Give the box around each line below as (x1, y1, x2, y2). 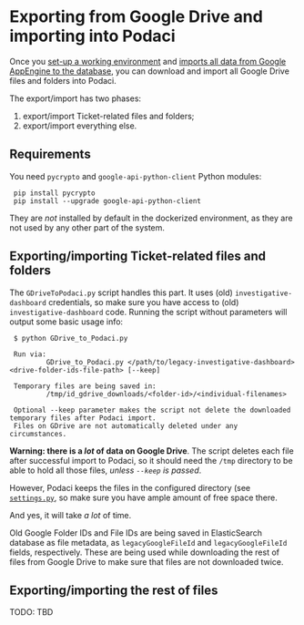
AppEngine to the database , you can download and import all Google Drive (9, 66, 289, 77)
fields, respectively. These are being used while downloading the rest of (9, 547, 280, 558)
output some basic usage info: (9, 316, 124, 327)
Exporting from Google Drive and (9, 6, 264, 27)
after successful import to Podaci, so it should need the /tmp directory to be (9, 455, 293, 466)
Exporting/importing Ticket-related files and (9, 249, 267, 264)
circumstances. (9, 429, 67, 438)
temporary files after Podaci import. (9, 413, 157, 423)
